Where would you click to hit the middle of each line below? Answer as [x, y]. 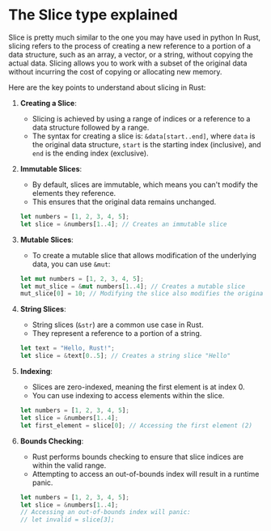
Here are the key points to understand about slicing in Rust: [107, 87]
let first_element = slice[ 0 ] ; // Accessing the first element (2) [136, 425]
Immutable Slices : [51, 168]
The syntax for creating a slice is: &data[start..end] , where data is [144, 136]
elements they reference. [74, 193]
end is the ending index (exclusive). [90, 153]
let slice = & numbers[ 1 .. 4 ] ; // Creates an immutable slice [123, 224]
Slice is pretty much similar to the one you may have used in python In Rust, [135, 37]
